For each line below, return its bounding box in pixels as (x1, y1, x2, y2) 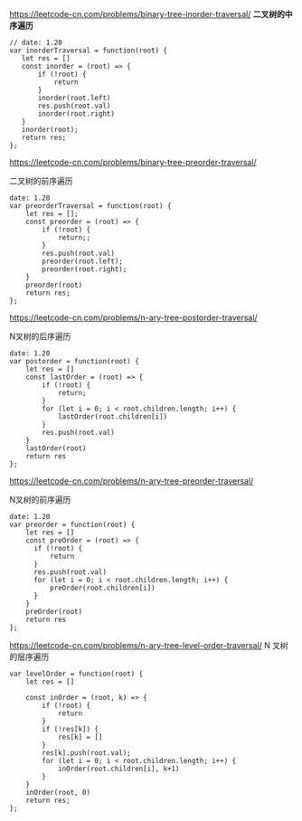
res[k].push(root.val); (42, 749, 131, 758)
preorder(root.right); (42, 265, 127, 274)
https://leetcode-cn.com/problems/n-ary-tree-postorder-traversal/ (9, 312, 258, 323)
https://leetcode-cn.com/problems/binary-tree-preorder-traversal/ (9, 157, 258, 167)
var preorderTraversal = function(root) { (9, 202, 172, 211)
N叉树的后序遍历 (9, 331, 71, 342)
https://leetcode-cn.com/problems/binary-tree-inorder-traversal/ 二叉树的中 (9, 9, 293, 19)
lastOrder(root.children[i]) (57, 412, 168, 421)
